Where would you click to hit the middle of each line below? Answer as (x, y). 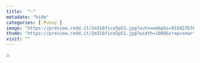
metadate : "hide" (28, 17)
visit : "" (18, 39)
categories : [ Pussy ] (34, 22)
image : (14, 28)
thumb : (14, 34)
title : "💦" (21, 11)
